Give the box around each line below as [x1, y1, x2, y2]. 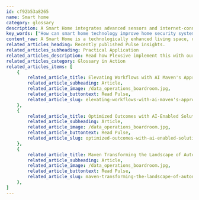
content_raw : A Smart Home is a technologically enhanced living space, [6, 36, 190, 42]
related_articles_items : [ [6, 63, 73, 70]
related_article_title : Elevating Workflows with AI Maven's [27, 75, 182, 80]
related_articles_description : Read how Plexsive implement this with [6, 53, 184, 59]
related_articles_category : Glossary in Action [6, 58, 126, 64]
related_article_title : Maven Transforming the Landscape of [27, 151, 182, 157]
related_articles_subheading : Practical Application [6, 47, 139, 53]
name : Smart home [6, 14, 49, 20]
